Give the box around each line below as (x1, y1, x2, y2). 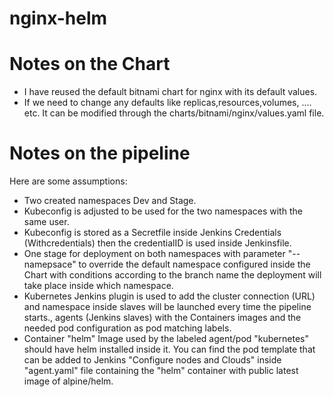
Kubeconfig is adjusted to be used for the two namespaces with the (23, 205, 303, 217)
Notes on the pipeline (9, 142, 191, 165)
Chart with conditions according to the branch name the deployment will (23, 269, 322, 281)
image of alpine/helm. (23, 375, 114, 387)
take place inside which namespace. (23, 280, 174, 292)
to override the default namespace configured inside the (78, 258, 311, 271)
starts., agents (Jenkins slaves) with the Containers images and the (23, 312, 302, 324)
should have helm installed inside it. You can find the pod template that (23, 343, 316, 356)
